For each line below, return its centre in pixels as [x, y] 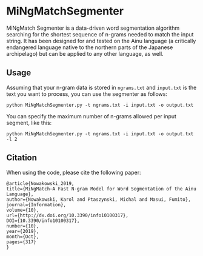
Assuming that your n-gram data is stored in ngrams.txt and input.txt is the [101, 87]
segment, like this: [29, 123]
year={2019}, [23, 231]
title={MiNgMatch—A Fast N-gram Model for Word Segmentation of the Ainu [101, 189]
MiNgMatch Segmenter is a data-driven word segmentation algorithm [93, 28]
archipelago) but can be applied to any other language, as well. [85, 53]
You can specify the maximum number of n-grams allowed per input [92, 116]
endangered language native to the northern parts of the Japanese [90, 47]
